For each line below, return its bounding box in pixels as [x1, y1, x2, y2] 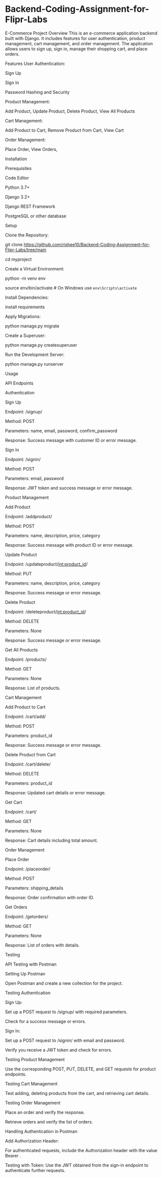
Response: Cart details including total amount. [5, 837, 98, 843]
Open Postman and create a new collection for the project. [5, 980, 123, 986]
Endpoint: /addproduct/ [5, 513, 52, 519]
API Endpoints [5, 380, 34, 386]
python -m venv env [5, 275, 46, 281]
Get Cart [5, 799, 23, 805]
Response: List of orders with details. [5, 942, 80, 948]
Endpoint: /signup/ [5, 409, 43, 414]
